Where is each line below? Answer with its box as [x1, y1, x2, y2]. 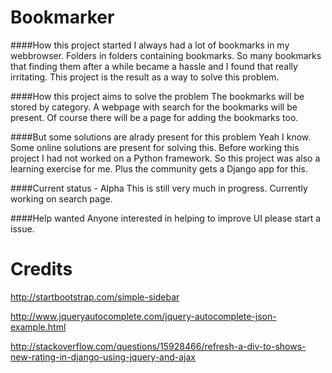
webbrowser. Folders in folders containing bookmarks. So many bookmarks [10, 49, 322, 61]
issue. [10, 222, 35, 235]
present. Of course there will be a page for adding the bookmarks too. [10, 111, 299, 123]
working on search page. [10, 192, 113, 205]
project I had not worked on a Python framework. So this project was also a [10, 152, 321, 164]
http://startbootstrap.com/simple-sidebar [10, 291, 180, 303]
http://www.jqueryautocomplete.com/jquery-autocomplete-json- [10, 310, 277, 322]
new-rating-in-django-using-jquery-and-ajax [10, 351, 196, 363]
